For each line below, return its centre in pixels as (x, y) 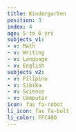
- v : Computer (28, 98)
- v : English (26, 66)
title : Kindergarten (37, 14)
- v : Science (26, 91)
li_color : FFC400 (32, 117)
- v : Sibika (24, 85)
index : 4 (20, 27)
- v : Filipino (28, 79)
